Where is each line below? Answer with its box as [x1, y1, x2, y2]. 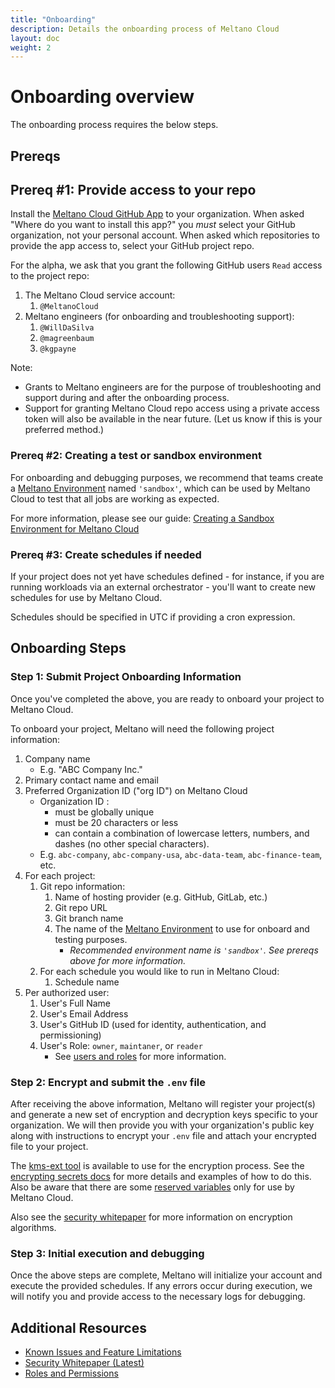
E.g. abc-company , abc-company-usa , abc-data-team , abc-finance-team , [39, 848, 323, 860]
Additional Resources [10, 1319, 147, 1336]
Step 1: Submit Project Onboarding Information [10, 670, 242, 684]
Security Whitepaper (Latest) [24, 1357, 145, 1369]
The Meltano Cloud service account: [24, 289, 176, 301]
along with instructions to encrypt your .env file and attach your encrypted [10, 1129, 317, 1141]
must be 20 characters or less [54, 816, 179, 828]
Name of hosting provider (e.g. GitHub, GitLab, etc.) [54, 891, 268, 903]
